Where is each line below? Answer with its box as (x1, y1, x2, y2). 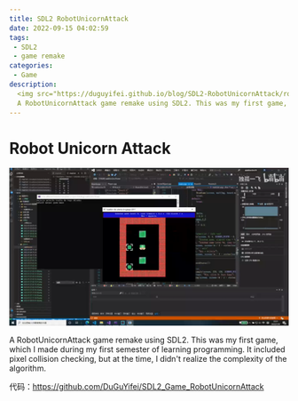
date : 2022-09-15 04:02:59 (9, 23, 109, 33)
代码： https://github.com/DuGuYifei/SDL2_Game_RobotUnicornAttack (9, 381, 264, 391)
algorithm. (9, 363, 47, 373)
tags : (9, 33, 29, 42)
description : (9, 80, 58, 89)
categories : (9, 61, 53, 70)
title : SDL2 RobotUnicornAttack (9, 14, 129, 23)
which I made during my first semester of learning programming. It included (9, 343, 286, 355)
